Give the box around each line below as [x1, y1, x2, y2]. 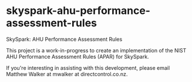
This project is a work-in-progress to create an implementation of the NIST [6, 47, 187, 54]
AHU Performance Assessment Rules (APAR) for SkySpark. [6, 53, 149, 60]
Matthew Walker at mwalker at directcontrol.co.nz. [6, 70, 128, 77]
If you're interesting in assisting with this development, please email [6, 64, 170, 71]
